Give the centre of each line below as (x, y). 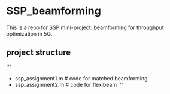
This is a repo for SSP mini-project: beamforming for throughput (85, 27)
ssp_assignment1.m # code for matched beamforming (81, 78)
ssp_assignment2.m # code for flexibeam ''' (69, 84)
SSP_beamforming (54, 11)
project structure (39, 53)
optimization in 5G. (29, 33)
